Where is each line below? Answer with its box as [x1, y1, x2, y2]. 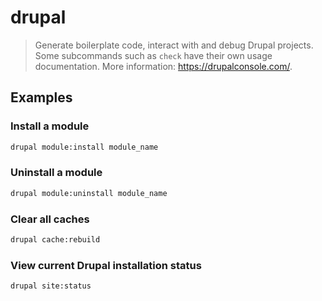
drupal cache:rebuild [10, 234, 101, 245]
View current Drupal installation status [10, 258, 202, 272]
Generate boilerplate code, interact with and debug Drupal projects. [34, 39, 314, 51]
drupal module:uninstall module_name [10, 188, 168, 198]
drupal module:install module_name [10, 142, 159, 152]
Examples [10, 89, 73, 106]
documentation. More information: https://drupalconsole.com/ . [34, 60, 293, 72]
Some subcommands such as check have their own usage [34, 49, 273, 61]
